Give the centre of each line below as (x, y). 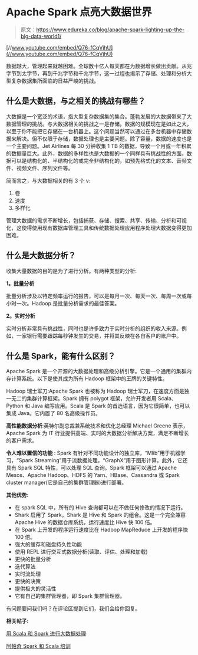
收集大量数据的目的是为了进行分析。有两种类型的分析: (72, 271)
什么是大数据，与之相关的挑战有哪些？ (76, 101)
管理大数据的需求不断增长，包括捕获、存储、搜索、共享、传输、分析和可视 (96, 220)
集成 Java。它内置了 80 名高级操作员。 (54, 413)
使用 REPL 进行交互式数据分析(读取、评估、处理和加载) (81, 552)
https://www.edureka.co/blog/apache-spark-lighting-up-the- (110, 29)
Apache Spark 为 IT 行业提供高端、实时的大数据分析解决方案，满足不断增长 (98, 433)
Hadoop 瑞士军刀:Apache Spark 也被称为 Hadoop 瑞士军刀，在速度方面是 (95, 391)
